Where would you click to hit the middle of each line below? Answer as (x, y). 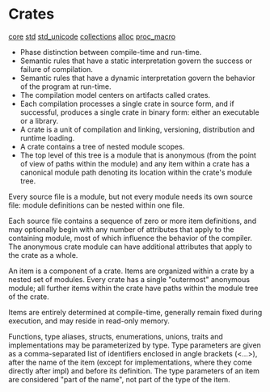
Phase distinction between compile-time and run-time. (111, 52)
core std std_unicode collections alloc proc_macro (92, 36)
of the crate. (29, 297)
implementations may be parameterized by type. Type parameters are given (135, 345)
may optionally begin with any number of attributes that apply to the (121, 229)
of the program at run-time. (65, 86)
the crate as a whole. (43, 255)
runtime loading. (47, 137)
